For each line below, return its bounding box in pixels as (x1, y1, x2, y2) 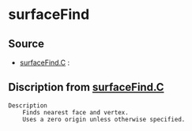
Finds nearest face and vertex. (22, 108, 129, 116)
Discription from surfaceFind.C (8, 80, 164, 94)
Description (8, 101, 47, 110)
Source (8, 37, 45, 51)
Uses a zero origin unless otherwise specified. (22, 115, 186, 123)
